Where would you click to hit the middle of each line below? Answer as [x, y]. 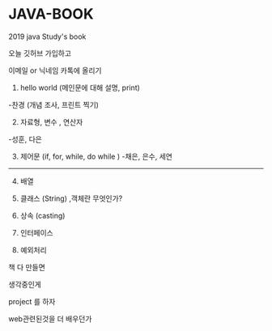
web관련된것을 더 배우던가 [50, 318]
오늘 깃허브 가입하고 [40, 53]
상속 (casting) [42, 215]
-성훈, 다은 [25, 139]
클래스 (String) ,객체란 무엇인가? [71, 198]
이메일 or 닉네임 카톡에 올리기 [55, 70]
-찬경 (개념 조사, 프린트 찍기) [54, 104]
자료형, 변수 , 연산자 [51, 121]
